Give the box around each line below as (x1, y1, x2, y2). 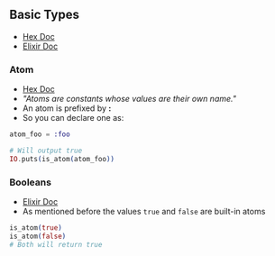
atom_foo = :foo (9, 130, 70, 139)
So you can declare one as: (22, 113, 124, 123)
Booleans (9, 176, 52, 188)
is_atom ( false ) (9, 232, 67, 241)
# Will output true (9, 146, 83, 155)
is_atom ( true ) (9, 224, 63, 233)
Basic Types (9, 7, 79, 23)
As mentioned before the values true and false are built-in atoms (22, 206, 266, 217)
